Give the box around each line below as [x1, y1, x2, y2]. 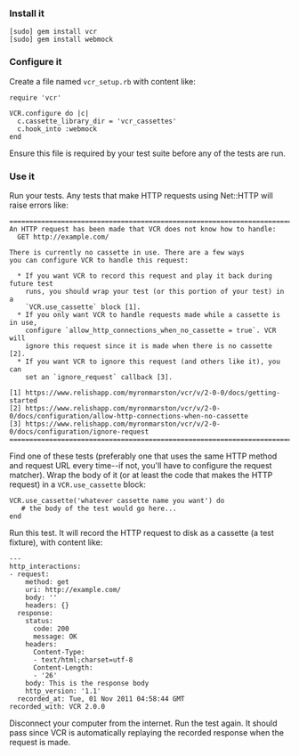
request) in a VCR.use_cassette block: [9, 479, 147, 490]
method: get [25, 577, 69, 586]
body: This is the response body [25, 679, 149, 687]
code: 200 [32, 624, 69, 633]
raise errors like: [9, 199, 69, 210]
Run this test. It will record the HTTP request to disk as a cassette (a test [9, 527, 274, 538]
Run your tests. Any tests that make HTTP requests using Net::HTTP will [9, 190, 273, 200]
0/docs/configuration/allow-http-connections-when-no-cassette [9, 411, 249, 420]
